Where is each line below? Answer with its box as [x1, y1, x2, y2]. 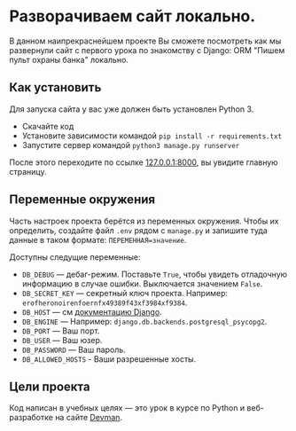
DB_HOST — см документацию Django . [21, 306, 162, 317]
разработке [9, 412, 53, 423]
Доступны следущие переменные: [9, 251, 141, 263]
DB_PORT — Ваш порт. [21, 325, 100, 336]
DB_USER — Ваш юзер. [21, 334, 103, 345]
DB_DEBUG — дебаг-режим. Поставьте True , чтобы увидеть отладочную [21, 269, 288, 279]
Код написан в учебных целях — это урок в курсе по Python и [9, 403, 245, 413]
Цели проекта [9, 379, 90, 394]
